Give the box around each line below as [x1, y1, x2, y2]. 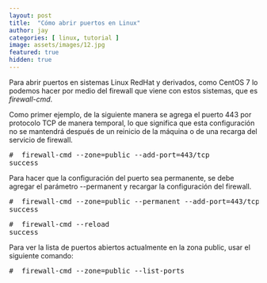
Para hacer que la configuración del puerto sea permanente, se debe [9, 173, 235, 182]
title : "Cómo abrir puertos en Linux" [9, 19, 141, 27]
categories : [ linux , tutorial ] [9, 33, 120, 42]
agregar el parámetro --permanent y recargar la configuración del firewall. [9, 182, 252, 191]
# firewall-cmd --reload [9, 220, 110, 228]
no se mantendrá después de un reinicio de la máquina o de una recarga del [9, 126, 257, 136]
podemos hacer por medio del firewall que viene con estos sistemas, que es [9, 86, 258, 95]
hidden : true [9, 56, 52, 64]
